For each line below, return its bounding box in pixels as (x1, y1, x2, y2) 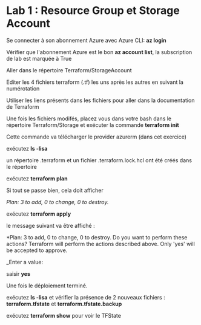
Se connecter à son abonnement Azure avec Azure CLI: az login (6, 36, 166, 44)
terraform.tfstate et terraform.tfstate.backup (6, 300, 122, 307)
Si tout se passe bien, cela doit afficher (6, 186, 104, 194)
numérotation (6, 84, 40, 92)
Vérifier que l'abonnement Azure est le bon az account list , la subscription (6, 48, 193, 55)
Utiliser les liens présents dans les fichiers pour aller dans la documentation (6, 97, 195, 104)
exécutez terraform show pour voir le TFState (6, 312, 121, 319)
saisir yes (6, 270, 30, 277)
